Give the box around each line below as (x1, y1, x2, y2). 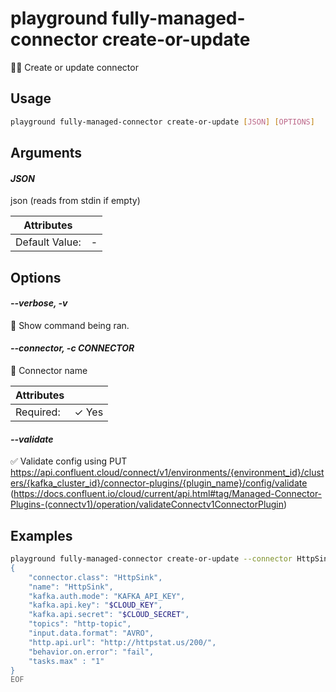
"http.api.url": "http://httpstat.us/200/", (28, 637, 217, 647)
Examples (10, 527, 73, 544)
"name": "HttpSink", (28, 582, 114, 592)
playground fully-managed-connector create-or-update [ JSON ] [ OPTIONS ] (10, 117, 315, 127)
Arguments (10, 145, 83, 162)
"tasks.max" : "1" (28, 656, 105, 666)
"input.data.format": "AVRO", (28, 628, 155, 639)
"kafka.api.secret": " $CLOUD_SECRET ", (28, 610, 190, 620)
